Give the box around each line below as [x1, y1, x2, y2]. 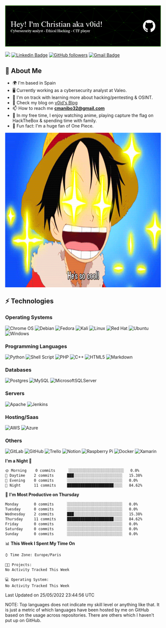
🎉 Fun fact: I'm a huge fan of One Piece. [12, 123, 94, 129]
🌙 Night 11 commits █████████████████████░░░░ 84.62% [5, 483, 142, 488]
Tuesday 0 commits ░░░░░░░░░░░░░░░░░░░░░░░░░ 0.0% [5, 507, 138, 512]
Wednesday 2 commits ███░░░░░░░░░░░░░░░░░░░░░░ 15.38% [5, 512, 142, 517]
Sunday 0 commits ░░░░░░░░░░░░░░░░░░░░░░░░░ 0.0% [5, 532, 138, 537]
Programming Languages [5, 343, 68, 350]
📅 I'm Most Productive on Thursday [5, 492, 80, 497]
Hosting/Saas [5, 413, 39, 420]
